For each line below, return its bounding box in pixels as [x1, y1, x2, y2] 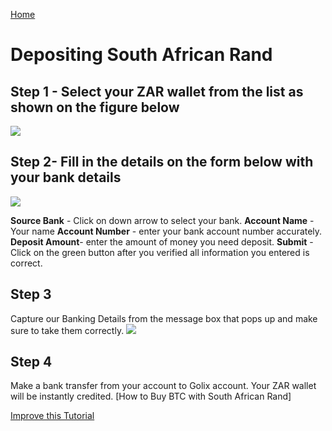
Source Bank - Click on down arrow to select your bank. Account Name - [10, 214, 315, 226]
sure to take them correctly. [10, 324, 125, 336]
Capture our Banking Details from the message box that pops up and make [10, 312, 318, 324]
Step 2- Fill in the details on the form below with [10, 154, 314, 171]
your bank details [10, 169, 122, 186]
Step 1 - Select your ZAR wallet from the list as [10, 83, 304, 100]
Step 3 [10, 286, 52, 303]
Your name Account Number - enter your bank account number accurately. [10, 225, 323, 237]
